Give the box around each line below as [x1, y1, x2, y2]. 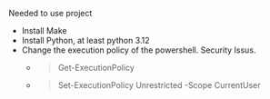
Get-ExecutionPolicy [57, 63, 135, 73]
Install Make [21, 25, 67, 35]
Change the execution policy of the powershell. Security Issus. [21, 45, 256, 55]
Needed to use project [8, 8, 93, 18]
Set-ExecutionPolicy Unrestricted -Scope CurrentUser [57, 80, 261, 90]
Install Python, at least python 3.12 [21, 35, 151, 45]
